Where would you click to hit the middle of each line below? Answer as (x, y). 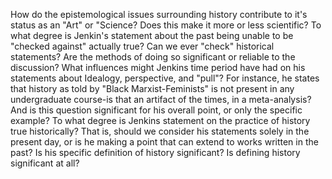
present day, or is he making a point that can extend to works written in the (164, 142)
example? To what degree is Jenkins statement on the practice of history (160, 120)
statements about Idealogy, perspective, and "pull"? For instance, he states (165, 78)
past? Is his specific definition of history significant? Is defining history (155, 152)
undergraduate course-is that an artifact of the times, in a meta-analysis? (161, 99)
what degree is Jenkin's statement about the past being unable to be (152, 35)
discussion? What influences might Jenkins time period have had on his (158, 67)
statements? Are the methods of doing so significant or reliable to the (153, 57)
